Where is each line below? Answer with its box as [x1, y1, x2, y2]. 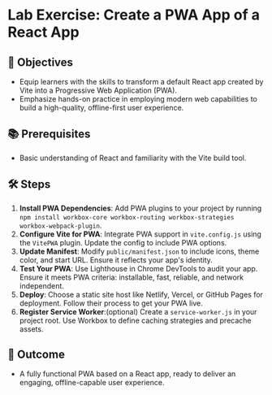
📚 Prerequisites [7, 128, 91, 141]
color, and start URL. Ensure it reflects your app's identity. [19, 254, 213, 265]
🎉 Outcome [7, 348, 66, 362]
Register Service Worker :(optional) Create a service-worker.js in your [19, 306, 257, 316]
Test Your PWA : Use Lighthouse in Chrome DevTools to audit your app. [19, 263, 258, 273]
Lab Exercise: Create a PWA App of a [7, 6, 261, 24]
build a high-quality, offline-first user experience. [19, 103, 184, 112]
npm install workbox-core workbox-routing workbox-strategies [19, 213, 235, 221]
